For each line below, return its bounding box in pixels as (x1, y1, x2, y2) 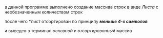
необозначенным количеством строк (4, 9, 83, 15)
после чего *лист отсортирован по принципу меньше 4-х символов (4, 19, 148, 24)
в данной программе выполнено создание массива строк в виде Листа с (4, 4, 159, 10)
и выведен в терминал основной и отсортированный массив (4, 28, 132, 33)
